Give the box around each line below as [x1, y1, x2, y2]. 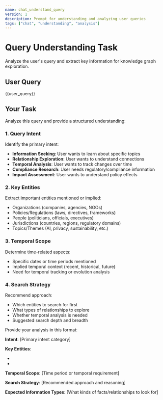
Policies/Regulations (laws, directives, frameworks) [12, 210, 116, 216]
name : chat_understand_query [5, 7, 65, 12]
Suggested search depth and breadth [12, 318, 88, 323]
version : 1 [5, 12, 27, 17]
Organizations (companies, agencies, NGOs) [12, 205, 103, 211]
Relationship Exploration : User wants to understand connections [12, 156, 145, 162]
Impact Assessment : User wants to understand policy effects [12, 172, 137, 178]
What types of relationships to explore [12, 307, 90, 313]
